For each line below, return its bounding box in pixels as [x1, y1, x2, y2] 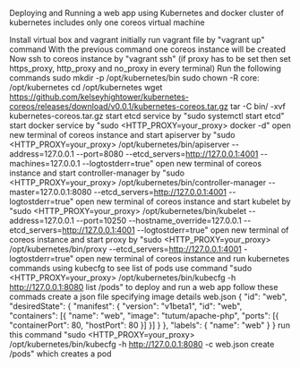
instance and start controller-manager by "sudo [9, 167, 185, 178]
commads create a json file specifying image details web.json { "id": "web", [9, 291, 287, 302]
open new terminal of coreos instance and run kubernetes [75, 253, 290, 263]
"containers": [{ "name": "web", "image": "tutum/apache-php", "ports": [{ [9, 311, 279, 321]
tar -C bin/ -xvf [229, 101, 287, 111]
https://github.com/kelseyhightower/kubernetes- [9, 91, 190, 102]
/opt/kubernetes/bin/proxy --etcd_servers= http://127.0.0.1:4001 [9, 244, 242, 254]
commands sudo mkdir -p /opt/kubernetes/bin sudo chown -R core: [9, 73, 260, 83]
